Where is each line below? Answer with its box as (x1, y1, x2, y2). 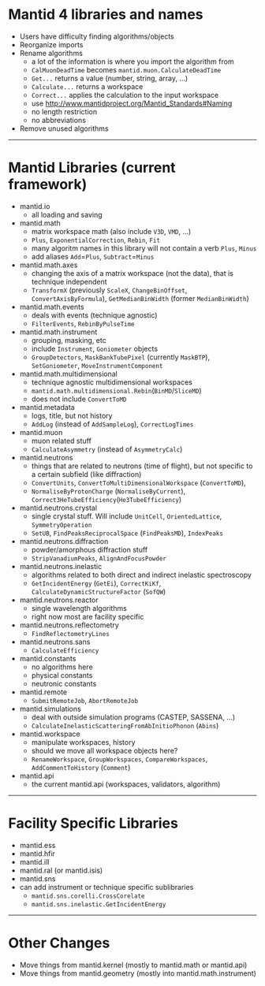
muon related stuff (31, 436, 92, 445)
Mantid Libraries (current (8, 159, 176, 177)
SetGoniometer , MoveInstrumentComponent (31, 360, 163, 370)
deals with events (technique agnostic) (31, 310, 158, 320)
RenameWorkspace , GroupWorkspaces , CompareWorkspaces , (31, 754, 208, 764)
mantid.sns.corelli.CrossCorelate (31, 892, 145, 900)
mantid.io (19, 201, 50, 210)
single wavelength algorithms (31, 603, 128, 612)
